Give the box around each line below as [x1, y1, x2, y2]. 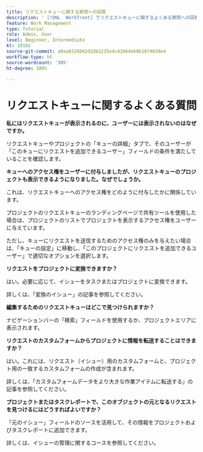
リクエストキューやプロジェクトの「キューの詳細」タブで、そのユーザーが [6, 140, 192, 147]
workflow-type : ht [6, 54, 53, 60]
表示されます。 [6, 324, 43, 331]
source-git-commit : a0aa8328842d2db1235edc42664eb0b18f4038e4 [6, 48, 166, 55]
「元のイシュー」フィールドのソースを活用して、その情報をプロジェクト [6, 419, 185, 426]
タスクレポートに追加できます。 [11, 427, 91, 434]
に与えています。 [6, 224, 48, 231]
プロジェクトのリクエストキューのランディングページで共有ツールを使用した [6, 209, 196, 216]
